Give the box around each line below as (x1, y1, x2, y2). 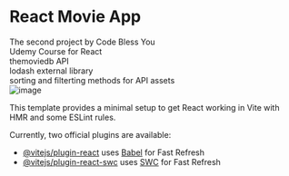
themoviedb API (9, 55, 70, 66)
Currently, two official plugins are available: (9, 129, 172, 140)
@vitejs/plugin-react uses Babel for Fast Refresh (22, 147, 205, 158)
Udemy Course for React (9, 45, 103, 56)
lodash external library (9, 65, 94, 76)
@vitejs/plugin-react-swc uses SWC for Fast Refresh (22, 156, 221, 167)
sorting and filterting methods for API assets (9, 74, 175, 85)
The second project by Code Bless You (9, 36, 156, 47)
